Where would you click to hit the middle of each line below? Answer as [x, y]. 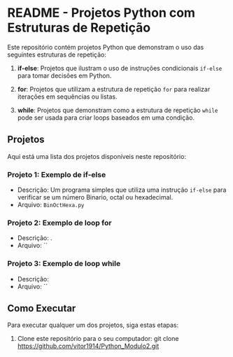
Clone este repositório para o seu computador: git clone [98, 339]
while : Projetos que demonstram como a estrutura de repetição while [118, 110]
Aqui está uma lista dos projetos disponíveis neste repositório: [97, 156]
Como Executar [42, 308]
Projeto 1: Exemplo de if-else [57, 174]
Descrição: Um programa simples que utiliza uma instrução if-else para [122, 190]
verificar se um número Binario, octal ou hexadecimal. [95, 197]
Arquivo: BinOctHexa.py [51, 205]
